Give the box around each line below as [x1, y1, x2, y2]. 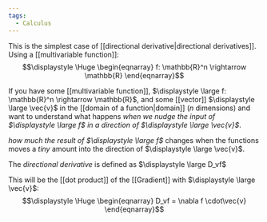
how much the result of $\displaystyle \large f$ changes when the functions [8, 135, 260, 145]
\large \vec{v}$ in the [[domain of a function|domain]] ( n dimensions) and [8, 103, 250, 113]
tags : [8, 11, 26, 20]
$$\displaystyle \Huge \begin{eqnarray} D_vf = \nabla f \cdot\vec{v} [22, 196, 247, 205]
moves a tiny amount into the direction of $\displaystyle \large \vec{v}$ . [8, 144, 245, 153]
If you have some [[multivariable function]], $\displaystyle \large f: [8, 85, 226, 96]
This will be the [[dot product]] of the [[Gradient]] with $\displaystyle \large [8, 175, 256, 184]
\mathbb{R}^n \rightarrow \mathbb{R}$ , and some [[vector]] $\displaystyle [8, 94, 255, 104]
